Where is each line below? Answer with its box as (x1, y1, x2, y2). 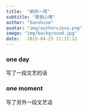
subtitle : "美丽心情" (6, 14, 56, 20)
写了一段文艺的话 (6, 69, 48, 76)
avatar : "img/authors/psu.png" (6, 25, 83, 31)
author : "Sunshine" (6, 19, 54, 25)
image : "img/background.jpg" (6, 31, 77, 36)
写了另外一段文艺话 (6, 98, 53, 106)
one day (6, 55, 30, 63)
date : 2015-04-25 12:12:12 (6, 36, 77, 42)
